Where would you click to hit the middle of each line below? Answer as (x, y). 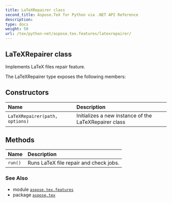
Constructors (27, 93)
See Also (17, 178)
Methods (20, 140)
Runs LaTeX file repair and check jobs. (73, 163)
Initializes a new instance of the (114, 115)
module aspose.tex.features (43, 189)
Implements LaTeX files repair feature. (45, 66)
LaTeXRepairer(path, (33, 116)
